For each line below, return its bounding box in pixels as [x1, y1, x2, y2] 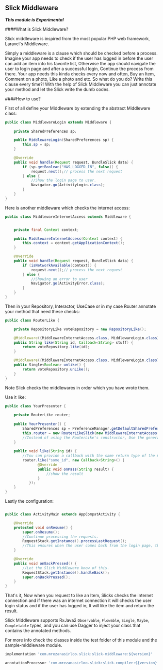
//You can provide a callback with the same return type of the [22, 453, 155, 458]
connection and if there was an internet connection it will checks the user [5, 598, 152, 603]
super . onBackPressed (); [22, 575, 70, 580]
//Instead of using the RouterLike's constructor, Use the [22, 435, 145, 440]
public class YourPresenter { [5, 404, 66, 408]
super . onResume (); [22, 529, 60, 534]
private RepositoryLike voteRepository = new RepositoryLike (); [14, 327, 147, 332]
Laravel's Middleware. [5, 41, 49, 47]
